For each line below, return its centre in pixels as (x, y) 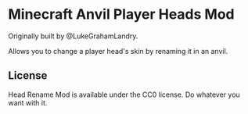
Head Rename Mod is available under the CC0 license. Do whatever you (124, 94)
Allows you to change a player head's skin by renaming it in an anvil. (118, 51)
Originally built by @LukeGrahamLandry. (73, 36)
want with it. (28, 102)
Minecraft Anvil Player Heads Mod (121, 14)
